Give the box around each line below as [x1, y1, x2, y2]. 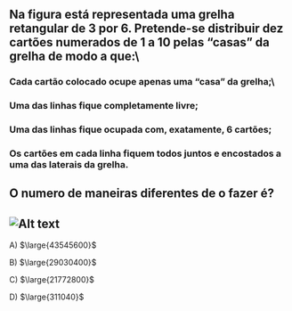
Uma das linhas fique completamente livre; [9, 100, 199, 112]
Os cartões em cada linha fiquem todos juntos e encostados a [9, 147, 282, 160]
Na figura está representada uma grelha [9, 7, 235, 22]
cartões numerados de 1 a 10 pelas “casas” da [9, 35, 270, 50]
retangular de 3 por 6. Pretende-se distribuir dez [9, 21, 284, 37]
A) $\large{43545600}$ [9, 240, 97, 250]
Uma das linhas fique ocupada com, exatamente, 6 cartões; [9, 124, 272, 136]
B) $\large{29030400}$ [9, 258, 97, 268]
